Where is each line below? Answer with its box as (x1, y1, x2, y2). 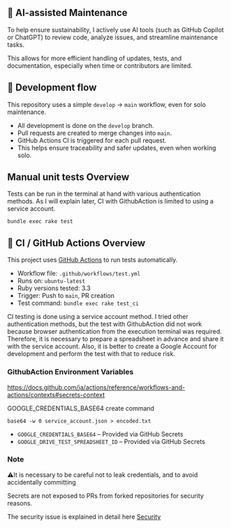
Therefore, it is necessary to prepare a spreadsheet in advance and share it (7, 335, 224, 343)
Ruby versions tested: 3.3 (17, 284, 91, 292)
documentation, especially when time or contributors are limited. (7, 61, 193, 70)
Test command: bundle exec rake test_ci (17, 299, 140, 308)
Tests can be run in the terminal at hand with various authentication (7, 190, 201, 198)
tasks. (7, 40, 25, 49)
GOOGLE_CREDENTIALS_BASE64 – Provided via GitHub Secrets (17, 429, 184, 438)
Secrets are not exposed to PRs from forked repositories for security (7, 491, 204, 500)
